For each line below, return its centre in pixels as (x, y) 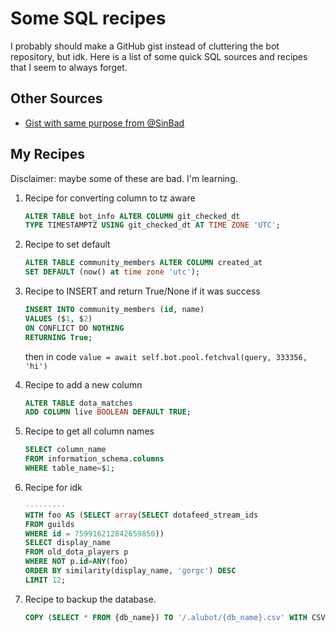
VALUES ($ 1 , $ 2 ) (58, 318)
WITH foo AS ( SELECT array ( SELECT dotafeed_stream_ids (141, 515)
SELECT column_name (65, 450)
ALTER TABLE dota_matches (78, 403)
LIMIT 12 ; (45, 580)
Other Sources (56, 98)
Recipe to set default (67, 244)
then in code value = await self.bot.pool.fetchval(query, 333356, (166, 356)
